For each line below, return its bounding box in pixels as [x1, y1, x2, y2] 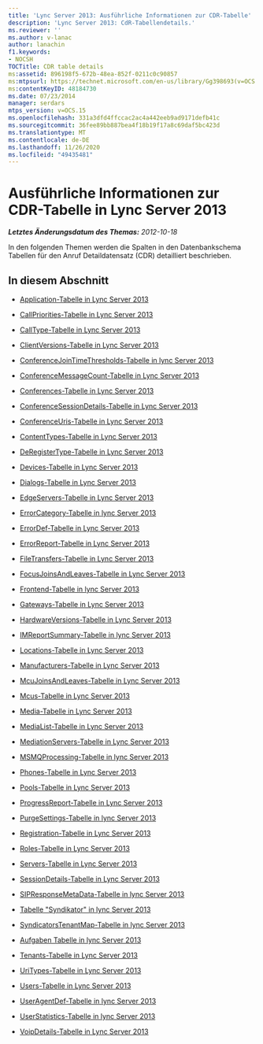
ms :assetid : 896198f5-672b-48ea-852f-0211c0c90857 [8, 70, 178, 78]
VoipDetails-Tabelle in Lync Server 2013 [19, 1027, 149, 1036]
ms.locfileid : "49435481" [8, 150, 93, 158]
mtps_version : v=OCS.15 [8, 107, 87, 115]
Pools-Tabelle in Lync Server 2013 [19, 783, 131, 792]
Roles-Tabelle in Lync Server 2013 [19, 844, 130, 853]
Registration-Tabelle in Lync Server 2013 [19, 828, 151, 838]
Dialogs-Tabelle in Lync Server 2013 [19, 478, 136, 487]
